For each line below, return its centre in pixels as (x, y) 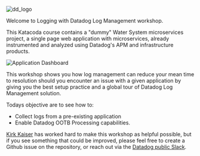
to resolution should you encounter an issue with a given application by (94, 81)
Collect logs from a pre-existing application (68, 116)
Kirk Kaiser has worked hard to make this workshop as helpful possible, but (99, 134)
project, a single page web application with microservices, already (88, 38)
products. (18, 51)
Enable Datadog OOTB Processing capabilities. (72, 123)
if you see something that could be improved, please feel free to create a (96, 141)
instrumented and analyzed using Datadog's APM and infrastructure (90, 45)
